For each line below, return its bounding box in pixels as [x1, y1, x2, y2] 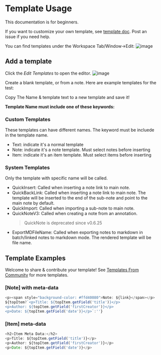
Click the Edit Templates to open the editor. [5, 70, 91, 76]
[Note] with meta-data [5, 284, 59, 291]
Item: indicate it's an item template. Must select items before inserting [12, 152, 152, 158]
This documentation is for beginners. [5, 19, 79, 25]
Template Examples [5, 254, 66, 262]
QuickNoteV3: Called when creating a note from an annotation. [12, 211, 138, 217]
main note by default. [12, 200, 55, 206]
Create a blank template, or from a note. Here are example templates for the [5, 79, 157, 85]
